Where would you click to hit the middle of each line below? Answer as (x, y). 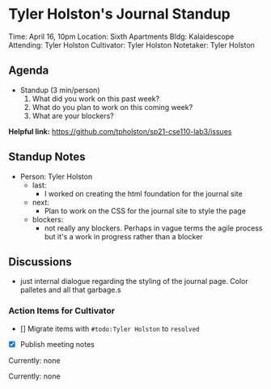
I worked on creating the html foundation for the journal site (143, 193)
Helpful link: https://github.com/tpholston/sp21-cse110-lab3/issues (120, 131)
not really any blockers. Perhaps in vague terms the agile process (153, 228)
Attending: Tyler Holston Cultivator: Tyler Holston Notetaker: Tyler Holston (131, 44)
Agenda (29, 71)
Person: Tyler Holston (56, 176)
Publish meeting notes (57, 344)
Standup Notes (47, 157)
